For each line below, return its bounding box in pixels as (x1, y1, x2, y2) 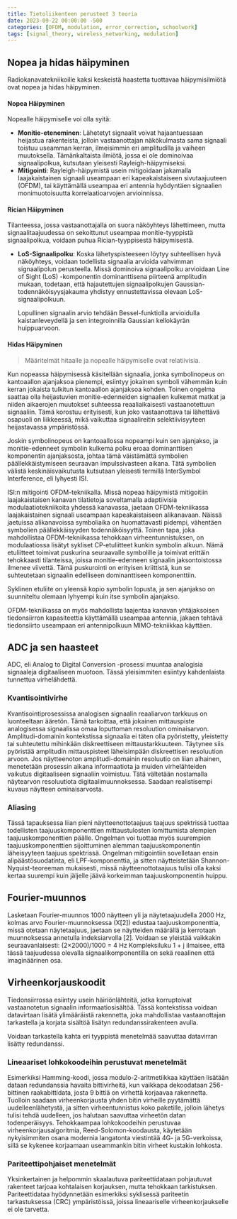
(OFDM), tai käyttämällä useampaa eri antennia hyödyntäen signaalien (17, 182, 222, 190)
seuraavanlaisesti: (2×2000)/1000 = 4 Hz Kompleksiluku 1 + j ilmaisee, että (7, 941, 225, 949)
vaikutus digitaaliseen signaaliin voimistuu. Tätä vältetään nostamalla (7, 770, 208, 778)
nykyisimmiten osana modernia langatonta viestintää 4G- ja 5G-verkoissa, (7, 1134, 223, 1142)
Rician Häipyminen (7, 205, 64, 214)
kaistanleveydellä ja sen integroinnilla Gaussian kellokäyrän (17, 317, 190, 325)
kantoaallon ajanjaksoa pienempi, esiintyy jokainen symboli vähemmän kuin (7, 377, 228, 386)
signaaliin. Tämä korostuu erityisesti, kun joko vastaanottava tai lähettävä (7, 408, 221, 416)
